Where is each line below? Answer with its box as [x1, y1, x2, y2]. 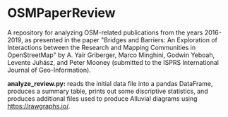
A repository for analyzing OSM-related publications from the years [7, 28, 203, 37]
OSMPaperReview [7, 5, 116, 21]
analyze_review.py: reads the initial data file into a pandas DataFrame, [7, 79, 213, 87]
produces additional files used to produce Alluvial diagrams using [7, 94, 198, 103]
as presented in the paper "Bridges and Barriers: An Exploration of [24, 35, 217, 44]
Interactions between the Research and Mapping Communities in [7, 43, 196, 51]
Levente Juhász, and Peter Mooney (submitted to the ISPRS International [7, 58, 219, 66]
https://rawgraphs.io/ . [7, 101, 71, 110]
